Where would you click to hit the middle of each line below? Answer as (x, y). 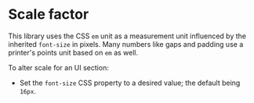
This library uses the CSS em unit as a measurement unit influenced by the (127, 36)
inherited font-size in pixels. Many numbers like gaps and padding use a (126, 44)
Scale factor (49, 14)
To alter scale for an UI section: (59, 67)
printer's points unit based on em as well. (73, 52)
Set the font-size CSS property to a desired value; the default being (130, 83)
